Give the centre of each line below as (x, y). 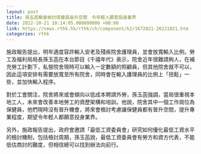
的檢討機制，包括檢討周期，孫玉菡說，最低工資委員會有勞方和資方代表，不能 (100, 137)
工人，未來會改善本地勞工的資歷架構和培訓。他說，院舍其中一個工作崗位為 (103, 102)
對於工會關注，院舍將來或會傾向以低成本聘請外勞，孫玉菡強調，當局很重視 (98, 95)
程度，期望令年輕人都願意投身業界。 (56, 117)
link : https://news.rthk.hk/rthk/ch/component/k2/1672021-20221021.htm (97, 28)
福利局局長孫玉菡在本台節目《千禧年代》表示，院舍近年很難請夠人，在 (103, 59)
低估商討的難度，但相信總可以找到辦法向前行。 (64, 145)
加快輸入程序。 (40, 82)
